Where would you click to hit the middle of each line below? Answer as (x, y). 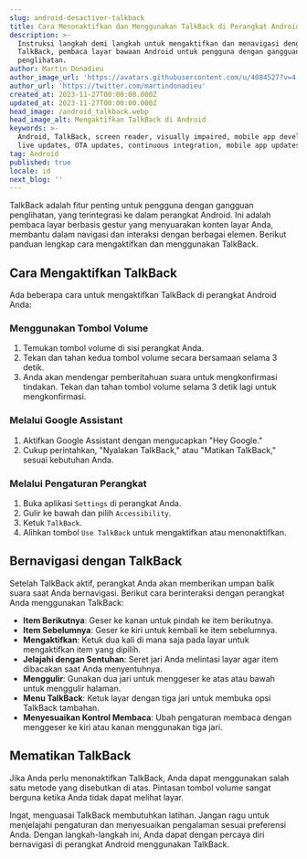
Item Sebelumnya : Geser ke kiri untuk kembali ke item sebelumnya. (150, 630)
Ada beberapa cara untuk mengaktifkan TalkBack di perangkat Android (143, 295)
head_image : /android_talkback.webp (79, 111)
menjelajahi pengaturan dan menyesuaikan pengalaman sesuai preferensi (148, 824)
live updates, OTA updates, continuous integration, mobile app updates (159, 145)
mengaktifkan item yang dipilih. (82, 649)
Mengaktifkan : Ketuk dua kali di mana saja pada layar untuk (136, 640)
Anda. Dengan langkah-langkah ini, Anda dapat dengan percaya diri (137, 834)
